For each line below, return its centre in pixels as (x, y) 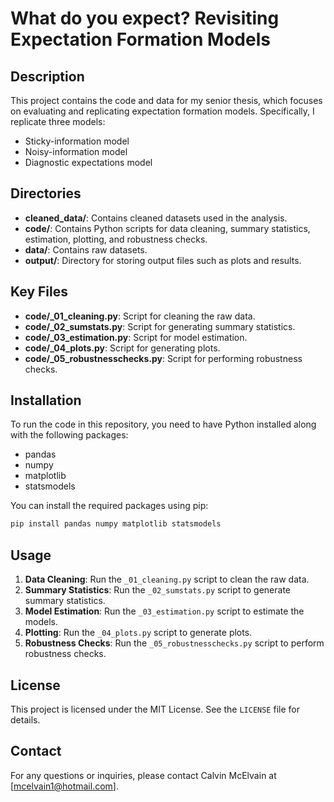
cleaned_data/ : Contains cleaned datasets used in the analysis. (156, 218)
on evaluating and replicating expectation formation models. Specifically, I (162, 111)
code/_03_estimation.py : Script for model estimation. (136, 337)
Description (47, 76)
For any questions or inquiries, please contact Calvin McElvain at (143, 775)
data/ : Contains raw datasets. (86, 249)
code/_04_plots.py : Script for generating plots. (122, 348)
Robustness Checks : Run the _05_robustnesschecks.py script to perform (174, 643)
